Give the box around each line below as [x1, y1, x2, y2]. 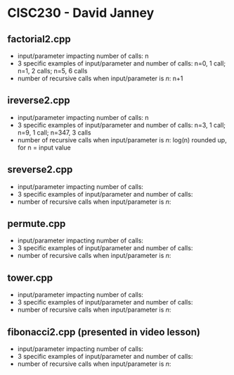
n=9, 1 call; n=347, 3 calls [17, 128, 91, 137]
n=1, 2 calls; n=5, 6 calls [17, 67, 88, 75]
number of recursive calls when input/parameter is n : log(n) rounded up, [17, 135, 227, 144]
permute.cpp [7, 218, 66, 230]
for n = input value [17, 143, 72, 152]
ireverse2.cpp [7, 94, 70, 106]
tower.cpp [7, 271, 53, 283]
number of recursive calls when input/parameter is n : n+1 [17, 74, 183, 82]
